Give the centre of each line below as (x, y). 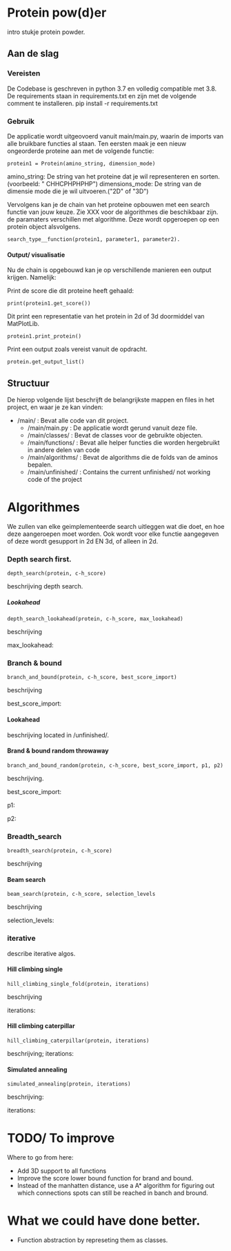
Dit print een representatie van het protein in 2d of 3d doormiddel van (106, 316)
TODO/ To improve (61, 1138)
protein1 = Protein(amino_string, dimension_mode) (81, 163)
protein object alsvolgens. (44, 226)
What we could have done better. (104, 1221)
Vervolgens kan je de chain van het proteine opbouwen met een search (109, 204)
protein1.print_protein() (44, 336)
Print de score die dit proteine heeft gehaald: (71, 291)
